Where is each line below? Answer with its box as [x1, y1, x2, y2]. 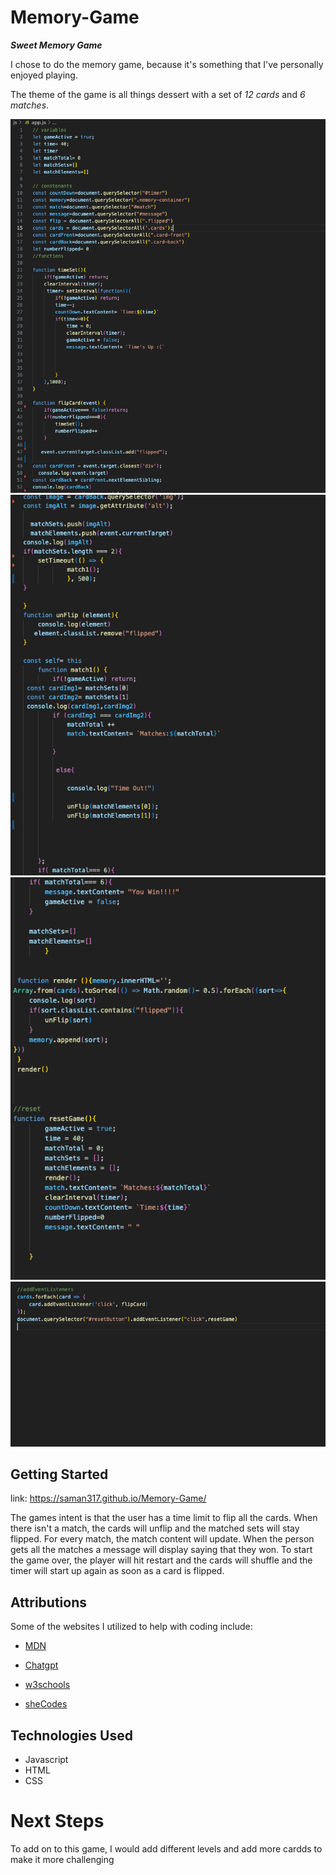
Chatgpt [24, 1659, 59, 1671]
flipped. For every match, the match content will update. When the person [10, 1533, 315, 1545]
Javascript [24, 1754, 69, 1766]
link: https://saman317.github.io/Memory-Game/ [10, 1492, 207, 1505]
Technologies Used [10, 1727, 133, 1744]
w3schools [24, 1679, 71, 1691]
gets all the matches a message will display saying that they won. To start [10, 1544, 313, 1556]
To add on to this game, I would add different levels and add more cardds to [10, 1843, 323, 1855]
